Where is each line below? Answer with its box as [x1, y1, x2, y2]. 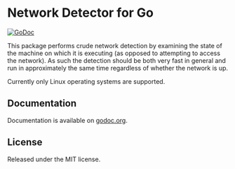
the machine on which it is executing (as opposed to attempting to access [7, 49, 221, 57]
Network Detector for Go [7, 5, 154, 21]
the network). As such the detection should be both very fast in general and [7, 56, 227, 64]
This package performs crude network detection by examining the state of [7, 41, 222, 50]
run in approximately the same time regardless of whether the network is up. [7, 64, 229, 72]
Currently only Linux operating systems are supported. [7, 77, 166, 85]
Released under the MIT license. [7, 155, 101, 163]
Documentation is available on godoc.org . [7, 116, 128, 124]
